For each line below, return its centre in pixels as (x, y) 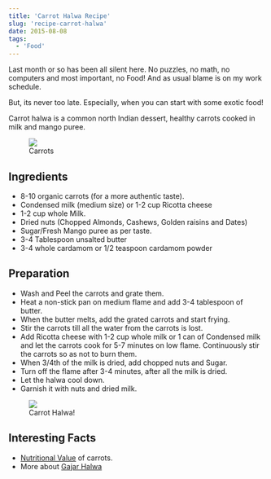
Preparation (39, 274)
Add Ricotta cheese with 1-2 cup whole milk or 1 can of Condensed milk (140, 336)
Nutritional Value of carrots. (66, 458)
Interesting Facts (52, 438)
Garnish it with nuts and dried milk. (79, 389)
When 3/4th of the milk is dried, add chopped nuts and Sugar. (124, 363)
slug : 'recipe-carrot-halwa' (58, 24)
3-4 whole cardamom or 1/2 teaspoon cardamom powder (116, 248)
